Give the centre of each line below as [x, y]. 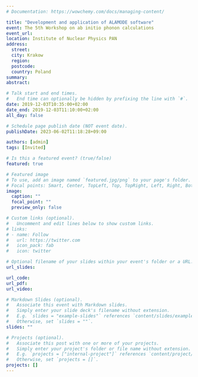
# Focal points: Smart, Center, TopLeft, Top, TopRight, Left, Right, [95, 186]
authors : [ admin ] [27, 142]
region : [21, 61]
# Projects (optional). [35, 337]
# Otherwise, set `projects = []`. [52, 360]
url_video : [19, 289]
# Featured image [27, 174]
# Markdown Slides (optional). [44, 300]
